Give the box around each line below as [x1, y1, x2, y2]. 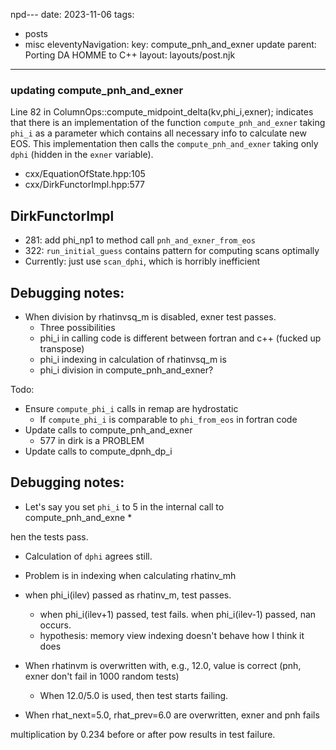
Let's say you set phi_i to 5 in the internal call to [24, 500, 225, 513]
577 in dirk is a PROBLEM [39, 434, 145, 446]
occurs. [39, 619, 72, 631]
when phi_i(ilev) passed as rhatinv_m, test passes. [24, 589, 232, 601]
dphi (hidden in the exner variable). [10, 149, 154, 161]
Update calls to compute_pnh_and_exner [24, 424, 193, 436]
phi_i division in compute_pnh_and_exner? [39, 364, 214, 376]
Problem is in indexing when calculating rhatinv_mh [24, 569, 237, 581]
